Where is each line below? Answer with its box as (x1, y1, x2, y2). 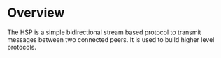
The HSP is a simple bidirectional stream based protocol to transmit (7, 28, 201, 36)
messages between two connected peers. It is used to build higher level (7, 35, 215, 43)
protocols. (7, 43, 37, 51)
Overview (7, 5, 65, 21)
